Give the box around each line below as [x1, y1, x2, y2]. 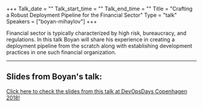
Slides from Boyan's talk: [6, 72, 103, 82]
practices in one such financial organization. [6, 49, 117, 56]
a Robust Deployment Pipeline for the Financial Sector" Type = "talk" [6, 11, 177, 19]
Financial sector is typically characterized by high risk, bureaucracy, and [6, 29, 187, 37]
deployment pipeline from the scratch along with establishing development [6, 42, 192, 49]
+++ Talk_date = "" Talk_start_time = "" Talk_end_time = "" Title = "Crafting [6, 5, 193, 12]
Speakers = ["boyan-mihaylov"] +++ [6, 18, 97, 25]
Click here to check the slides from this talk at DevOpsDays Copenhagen [6, 87, 187, 95]
